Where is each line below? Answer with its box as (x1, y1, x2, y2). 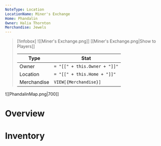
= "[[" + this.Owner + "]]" (54, 64, 118, 69)
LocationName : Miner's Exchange (5, 12, 70, 16)
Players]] (16, 44, 35, 49)
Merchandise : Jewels (5, 25, 47, 30)
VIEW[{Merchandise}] (54, 79, 102, 85)
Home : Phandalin (5, 16, 38, 21)
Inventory (5, 130, 45, 141)
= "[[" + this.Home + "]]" (54, 72, 116, 77)
